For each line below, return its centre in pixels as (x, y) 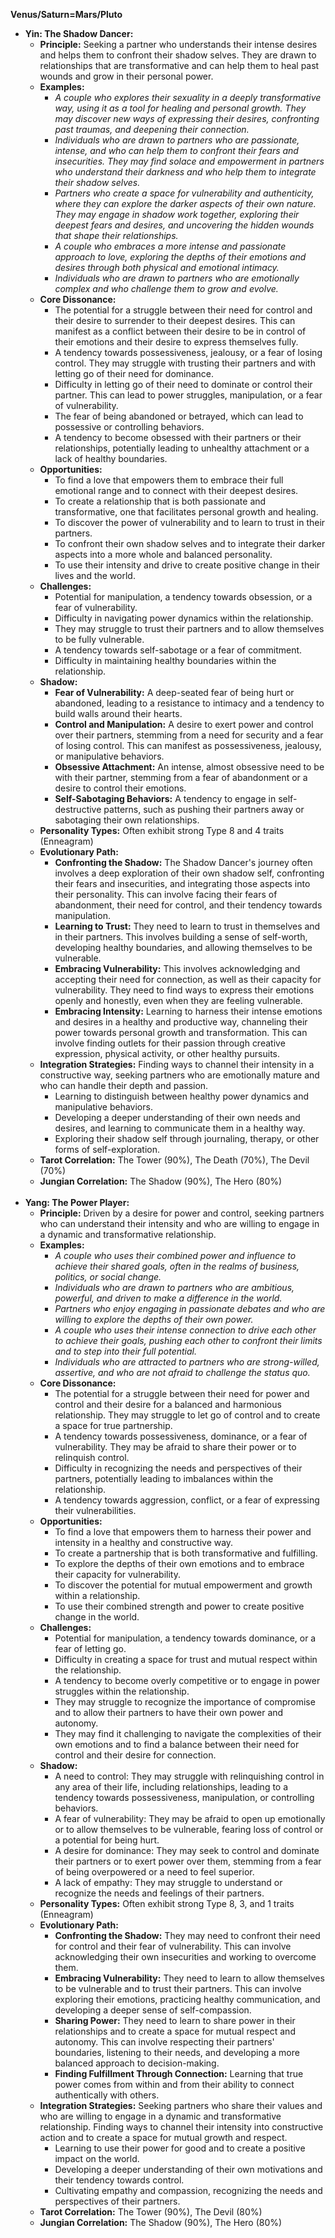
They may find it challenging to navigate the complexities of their (188, 1733)
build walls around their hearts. (118, 713)
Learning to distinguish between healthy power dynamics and (182, 1096)
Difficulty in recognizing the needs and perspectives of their (178, 1468)
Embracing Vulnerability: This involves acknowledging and (177, 968)
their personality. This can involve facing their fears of (166, 894)
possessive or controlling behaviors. (129, 427)
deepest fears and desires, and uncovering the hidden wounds (184, 225)
